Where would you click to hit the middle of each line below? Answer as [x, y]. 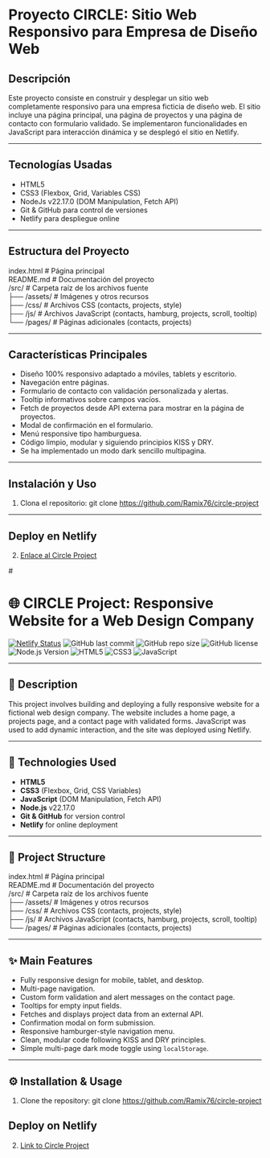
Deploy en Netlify [53, 536]
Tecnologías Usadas [60, 165]
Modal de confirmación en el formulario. [86, 425]
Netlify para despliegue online [70, 218]
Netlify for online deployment [69, 824]
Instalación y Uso [53, 484]
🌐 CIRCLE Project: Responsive [111, 604]
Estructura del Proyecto [69, 251]
